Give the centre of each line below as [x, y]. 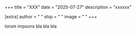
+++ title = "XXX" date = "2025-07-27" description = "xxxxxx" [68, 7]
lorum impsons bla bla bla [31, 26]
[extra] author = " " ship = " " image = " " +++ [51, 17]
